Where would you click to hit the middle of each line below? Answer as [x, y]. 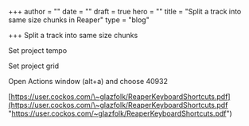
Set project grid [34, 66]
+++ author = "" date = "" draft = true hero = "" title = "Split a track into [125, 11]
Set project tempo [38, 50]
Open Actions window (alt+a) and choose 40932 [88, 81]
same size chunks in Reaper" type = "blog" [79, 20]
